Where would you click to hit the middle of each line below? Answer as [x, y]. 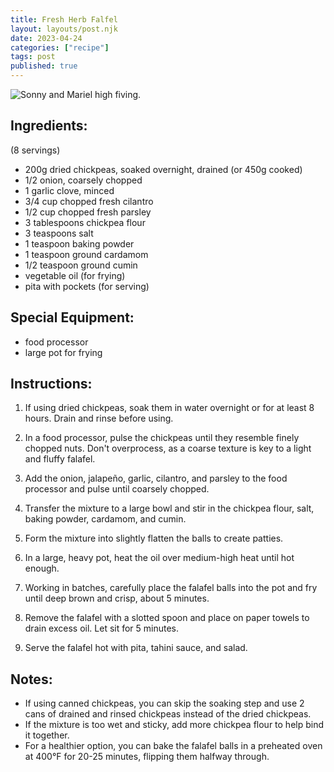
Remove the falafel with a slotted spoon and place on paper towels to [167, 618]
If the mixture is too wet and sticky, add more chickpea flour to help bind [174, 725]
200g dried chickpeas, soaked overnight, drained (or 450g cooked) [163, 169]
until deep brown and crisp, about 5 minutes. [117, 598]
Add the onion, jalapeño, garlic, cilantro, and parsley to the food [156, 478]
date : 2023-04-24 [46, 38]
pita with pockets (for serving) [87, 286]
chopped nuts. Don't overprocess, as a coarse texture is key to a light [168, 448]
